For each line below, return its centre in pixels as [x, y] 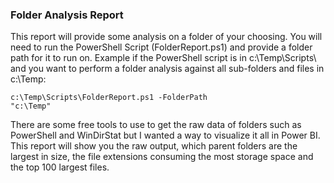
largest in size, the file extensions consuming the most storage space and [162, 157]
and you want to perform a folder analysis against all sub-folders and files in [167, 69]
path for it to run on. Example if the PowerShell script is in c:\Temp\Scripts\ [163, 58]
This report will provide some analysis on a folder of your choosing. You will [166, 37]
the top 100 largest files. [60, 167]
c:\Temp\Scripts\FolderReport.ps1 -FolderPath [109, 98]
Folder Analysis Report [67, 15]
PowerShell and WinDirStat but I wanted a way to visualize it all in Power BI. [165, 135]
